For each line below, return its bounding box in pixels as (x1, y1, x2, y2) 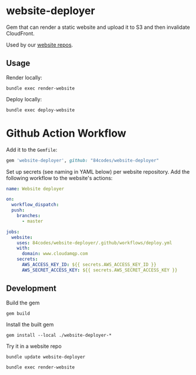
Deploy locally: (6, 95, 42, 102)
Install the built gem (6, 321, 54, 328)
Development (6, 284, 57, 294)
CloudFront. (6, 29, 35, 36)
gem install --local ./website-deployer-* (6, 332, 112, 338)
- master (21, 218, 44, 224)
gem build (6, 310, 31, 316)
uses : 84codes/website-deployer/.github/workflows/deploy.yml (16, 240, 172, 245)
